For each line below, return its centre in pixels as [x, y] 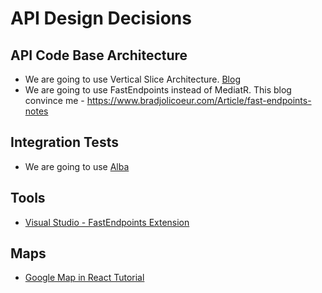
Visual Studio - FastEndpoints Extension [107, 222]
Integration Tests [64, 142]
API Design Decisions [101, 18]
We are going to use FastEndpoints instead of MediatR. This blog [158, 90]
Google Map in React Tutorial [84, 278]
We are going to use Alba [77, 166]
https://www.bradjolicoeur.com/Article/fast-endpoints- [199, 100]
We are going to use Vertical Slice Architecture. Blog [132, 79]
